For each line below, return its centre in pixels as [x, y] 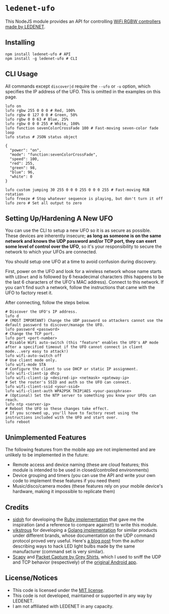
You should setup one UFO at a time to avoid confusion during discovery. [81, 262]
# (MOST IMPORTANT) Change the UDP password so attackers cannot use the [84, 321]
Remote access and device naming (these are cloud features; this [80, 465]
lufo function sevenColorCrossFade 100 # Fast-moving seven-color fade [82, 128]
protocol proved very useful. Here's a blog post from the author [78, 541]
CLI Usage [22, 74]
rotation [14, 194]
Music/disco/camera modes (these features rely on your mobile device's [88, 486]
